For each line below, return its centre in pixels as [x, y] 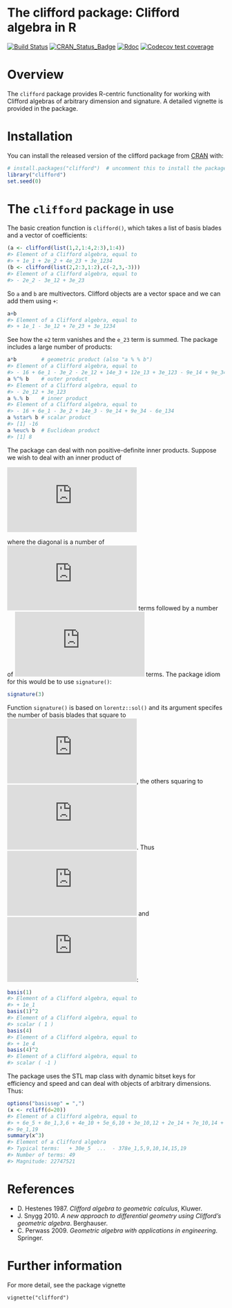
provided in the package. [42, 108]
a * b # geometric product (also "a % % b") [80, 360]
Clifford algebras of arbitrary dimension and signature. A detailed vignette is [115, 101]
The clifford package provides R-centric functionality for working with [109, 93]
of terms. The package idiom [114, 674]
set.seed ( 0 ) [24, 181]
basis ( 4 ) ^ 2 [23, 1050]
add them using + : [33, 301]
